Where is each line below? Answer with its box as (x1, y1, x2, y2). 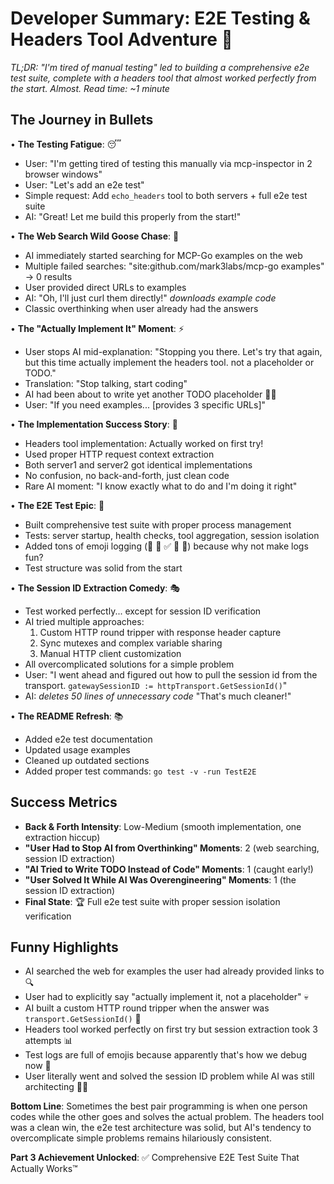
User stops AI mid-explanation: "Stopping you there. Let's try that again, (24, 345, 323, 357)
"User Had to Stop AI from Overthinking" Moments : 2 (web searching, (24, 842, 320, 854)
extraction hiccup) (24, 831, 101, 843)
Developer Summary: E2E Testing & (10, 7, 311, 30)
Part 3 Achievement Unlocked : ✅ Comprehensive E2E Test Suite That (10, 1152, 300, 1164)
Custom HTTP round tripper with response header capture (39, 626, 282, 638)
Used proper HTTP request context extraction (24, 448, 215, 460)
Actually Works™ (10, 1163, 78, 1175)
